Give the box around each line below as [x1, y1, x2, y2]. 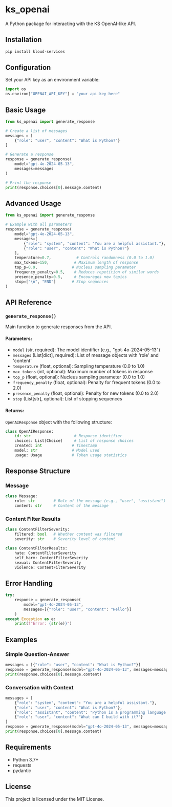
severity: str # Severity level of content [14, 537, 116, 542]
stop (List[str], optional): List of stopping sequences [12, 396, 122, 402]
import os [5, 87, 27, 92]
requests [12, 762, 32, 768]
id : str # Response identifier [14, 434, 123, 439]
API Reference [5, 298, 52, 307]
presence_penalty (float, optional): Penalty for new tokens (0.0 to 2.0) [12, 390, 159, 396]
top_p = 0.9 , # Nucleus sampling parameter [14, 265, 137, 270]
